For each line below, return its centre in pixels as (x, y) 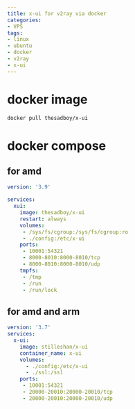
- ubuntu (20, 46)
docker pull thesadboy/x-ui (48, 118)
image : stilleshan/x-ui (54, 347)
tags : (15, 33)
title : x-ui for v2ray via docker (57, 14)
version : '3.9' (29, 187)
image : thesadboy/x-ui (52, 213)
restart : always (43, 219)
